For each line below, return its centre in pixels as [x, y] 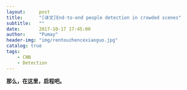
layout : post [28, 12]
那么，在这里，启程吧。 [36, 81]
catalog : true [24, 46]
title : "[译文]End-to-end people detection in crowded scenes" [94, 18]
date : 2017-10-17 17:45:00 [49, 29]
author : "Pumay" [32, 35]
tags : [13, 52]
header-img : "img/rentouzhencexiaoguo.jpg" [62, 40]
